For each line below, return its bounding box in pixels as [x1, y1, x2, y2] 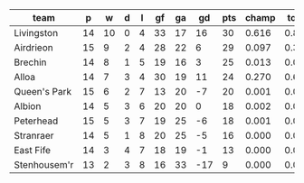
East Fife [14, 144, 52, 156]
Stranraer [14, 130, 54, 142]
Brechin [14, 56, 47, 69]
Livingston [14, 27, 59, 39]
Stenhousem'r [14, 159, 74, 170]
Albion [14, 100, 42, 112]
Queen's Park [14, 86, 72, 97]
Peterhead [14, 114, 59, 127]
